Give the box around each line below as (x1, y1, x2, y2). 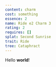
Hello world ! (5, 57, 30, 63)
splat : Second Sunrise (5, 35, 51, 40)
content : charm (5, 7, 36, 12)
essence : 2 (5, 16, 27, 21)
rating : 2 (5, 25, 25, 30)
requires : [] (5, 30, 32, 35)
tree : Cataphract (5, 44, 40, 48)
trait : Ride (5, 39, 29, 44)
